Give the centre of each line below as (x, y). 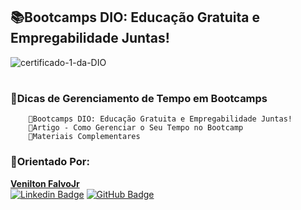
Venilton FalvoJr (45, 183)
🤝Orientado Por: (50, 162)
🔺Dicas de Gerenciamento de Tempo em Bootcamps (139, 98)
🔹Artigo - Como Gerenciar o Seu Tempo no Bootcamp (136, 128)
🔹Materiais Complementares (84, 137)
